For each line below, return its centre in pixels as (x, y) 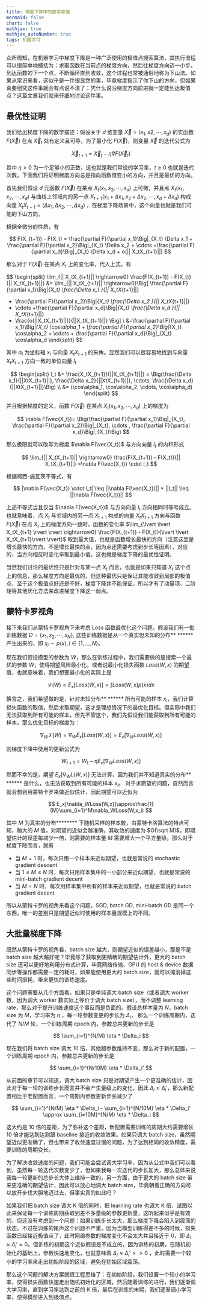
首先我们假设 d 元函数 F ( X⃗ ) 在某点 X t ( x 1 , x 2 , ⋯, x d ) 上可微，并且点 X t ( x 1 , (95, 189)
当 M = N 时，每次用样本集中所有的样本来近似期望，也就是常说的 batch (103, 886)
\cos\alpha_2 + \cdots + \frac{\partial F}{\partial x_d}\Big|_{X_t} (93, 334)
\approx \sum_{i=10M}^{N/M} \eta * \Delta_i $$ (101, 1115)
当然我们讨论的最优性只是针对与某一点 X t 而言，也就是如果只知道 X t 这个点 (99, 568)
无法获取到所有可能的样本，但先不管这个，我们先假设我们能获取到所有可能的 (101, 715)
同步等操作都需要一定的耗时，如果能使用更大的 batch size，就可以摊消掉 (96, 972)
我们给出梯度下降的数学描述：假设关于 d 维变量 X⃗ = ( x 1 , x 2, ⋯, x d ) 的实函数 (100, 132)
